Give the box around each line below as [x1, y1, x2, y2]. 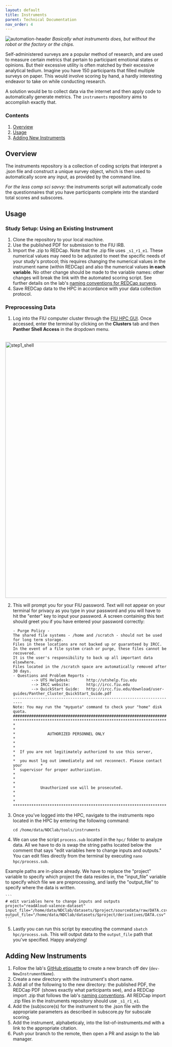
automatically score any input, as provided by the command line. [5, 174, 142, 180]
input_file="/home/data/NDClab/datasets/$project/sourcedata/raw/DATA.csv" [5, 908, 170, 913]
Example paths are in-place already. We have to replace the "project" [5, 868, 152, 874]
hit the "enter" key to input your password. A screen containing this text [12, 613, 164, 619]
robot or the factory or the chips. [5, 41, 75, 48]
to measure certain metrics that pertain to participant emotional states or [5, 57, 159, 63]
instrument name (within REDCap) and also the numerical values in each [12, 264, 166, 270]
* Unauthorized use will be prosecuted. [12, 785, 123, 790]
